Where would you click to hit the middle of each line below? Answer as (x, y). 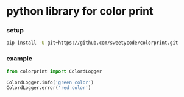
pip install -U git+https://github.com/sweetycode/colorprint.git (92, 43)
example (19, 59)
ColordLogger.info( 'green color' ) (50, 82)
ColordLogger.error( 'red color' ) (49, 88)
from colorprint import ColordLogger (54, 71)
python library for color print (80, 11)
